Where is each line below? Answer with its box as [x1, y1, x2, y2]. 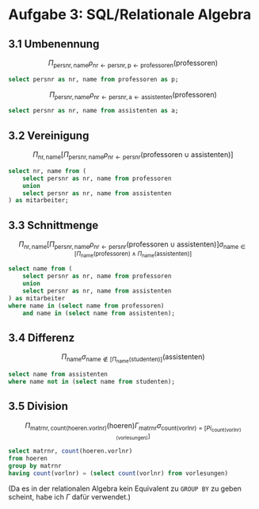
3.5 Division [8, 400, 69, 413]
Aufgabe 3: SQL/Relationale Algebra [8, 6, 252, 24]
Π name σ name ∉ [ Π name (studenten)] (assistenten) [61, 352, 205, 365]
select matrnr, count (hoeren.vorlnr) [8, 447, 133, 455]
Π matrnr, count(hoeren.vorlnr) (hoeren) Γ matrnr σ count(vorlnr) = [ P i [25, 420, 212, 432]
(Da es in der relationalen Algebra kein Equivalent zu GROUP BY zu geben [8, 484, 242, 493]
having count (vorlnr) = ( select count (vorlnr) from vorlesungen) [8, 469, 228, 477]
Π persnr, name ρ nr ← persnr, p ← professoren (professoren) [48, 58, 219, 69]
